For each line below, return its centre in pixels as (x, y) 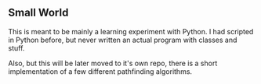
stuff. (16, 48)
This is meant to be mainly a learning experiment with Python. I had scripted (131, 31)
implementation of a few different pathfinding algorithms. (100, 71)
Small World (38, 13)
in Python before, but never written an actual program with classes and (123, 40)
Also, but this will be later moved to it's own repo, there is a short (113, 63)
